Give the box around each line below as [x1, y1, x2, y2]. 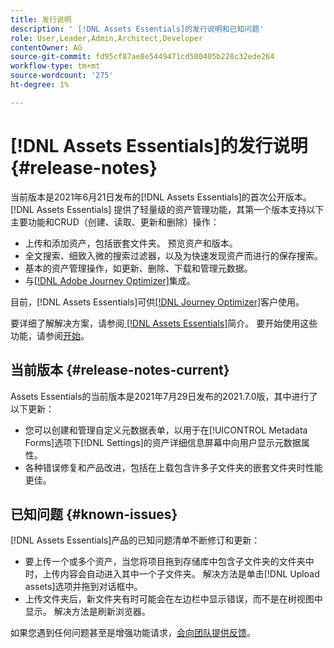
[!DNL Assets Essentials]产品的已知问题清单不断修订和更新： [10, 534, 261, 546]
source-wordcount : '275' [10, 71, 114, 81]
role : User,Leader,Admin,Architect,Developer [10, 33, 203, 43]
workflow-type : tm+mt [10, 61, 101, 71]
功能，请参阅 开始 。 [10, 329, 90, 341]
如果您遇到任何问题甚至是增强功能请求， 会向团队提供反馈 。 [10, 627, 256, 639]
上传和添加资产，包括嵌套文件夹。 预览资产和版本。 [24, 237, 238, 249]
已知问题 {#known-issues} [10, 506, 178, 523]
